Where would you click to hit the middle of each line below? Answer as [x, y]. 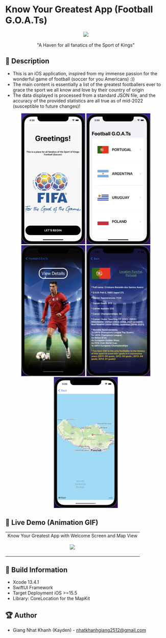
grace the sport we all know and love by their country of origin [78, 90]
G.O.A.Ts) [26, 20]
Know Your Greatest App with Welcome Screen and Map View [73, 536]
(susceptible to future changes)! [46, 106]
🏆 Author [21, 615]
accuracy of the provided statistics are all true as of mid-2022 [78, 100]
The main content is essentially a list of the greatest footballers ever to [87, 84]
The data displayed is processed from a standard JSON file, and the [84, 95]
